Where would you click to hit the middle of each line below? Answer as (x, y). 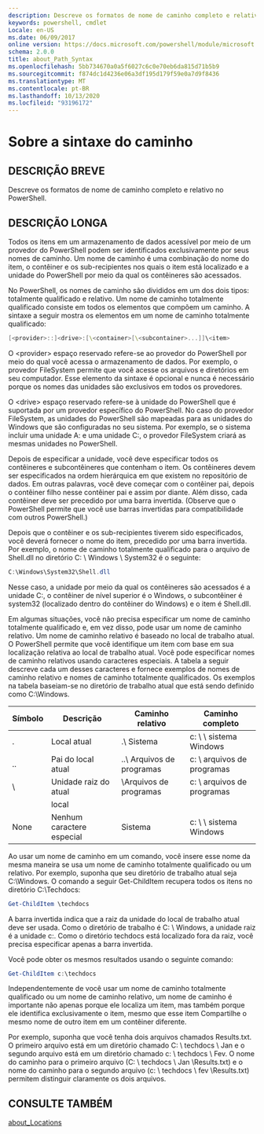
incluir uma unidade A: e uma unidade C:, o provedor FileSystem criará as (127, 435)
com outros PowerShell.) (48, 517)
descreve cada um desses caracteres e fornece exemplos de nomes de (124, 669)
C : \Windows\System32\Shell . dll (59, 572)
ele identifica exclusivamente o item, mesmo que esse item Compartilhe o (128, 1014)
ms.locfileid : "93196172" (50, 103)
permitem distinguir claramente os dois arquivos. (87, 1079)
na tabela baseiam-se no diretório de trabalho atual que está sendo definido (131, 685)
